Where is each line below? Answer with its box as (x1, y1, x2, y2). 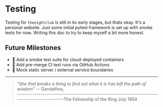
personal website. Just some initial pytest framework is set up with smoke (5, 24, 153, 30)
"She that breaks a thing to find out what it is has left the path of (16, 81, 147, 87)
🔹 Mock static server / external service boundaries (12, 67, 114, 73)
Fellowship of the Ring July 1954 (72, 96, 137, 102)
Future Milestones (5, 44, 61, 52)
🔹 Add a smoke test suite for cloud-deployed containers (12, 57, 124, 62)
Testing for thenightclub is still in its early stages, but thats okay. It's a (5, 19, 146, 25)
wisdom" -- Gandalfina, (16, 86, 64, 92)
